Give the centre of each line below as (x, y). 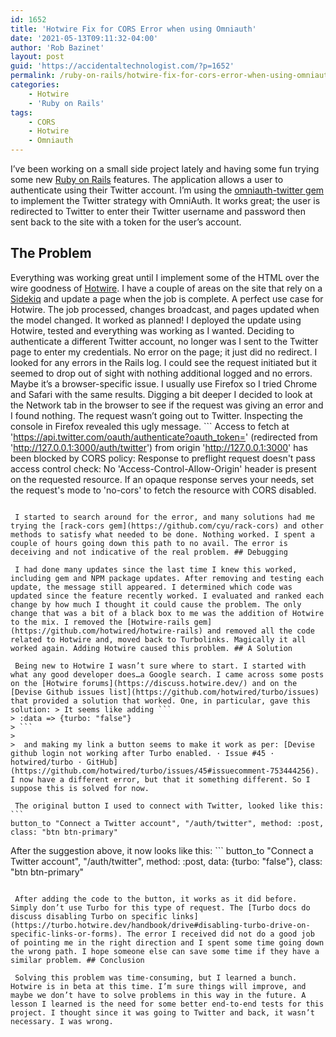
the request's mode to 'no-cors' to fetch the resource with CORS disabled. (163, 490)
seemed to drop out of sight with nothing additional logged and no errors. (161, 373)
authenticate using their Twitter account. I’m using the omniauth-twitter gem (167, 190)
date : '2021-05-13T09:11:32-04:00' (84, 38)
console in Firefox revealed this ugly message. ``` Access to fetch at (150, 426)
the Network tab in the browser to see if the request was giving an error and (167, 405)
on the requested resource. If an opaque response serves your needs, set (162, 479)
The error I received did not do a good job (220, 934)
